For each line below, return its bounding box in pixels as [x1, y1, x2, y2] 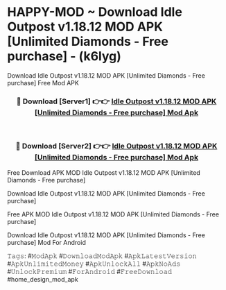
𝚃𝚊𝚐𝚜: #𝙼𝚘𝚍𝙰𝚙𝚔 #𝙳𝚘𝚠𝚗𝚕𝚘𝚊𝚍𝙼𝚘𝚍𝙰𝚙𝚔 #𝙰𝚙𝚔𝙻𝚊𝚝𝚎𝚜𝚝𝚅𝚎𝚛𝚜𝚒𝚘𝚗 [7, 251, 198, 260]
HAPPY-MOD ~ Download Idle [7, 4, 182, 20]
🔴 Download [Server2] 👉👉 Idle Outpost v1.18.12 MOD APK [15, 142, 218, 151]
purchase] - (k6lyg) [7, 49, 121, 65]
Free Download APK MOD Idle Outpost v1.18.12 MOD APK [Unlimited [7, 168, 201, 177]
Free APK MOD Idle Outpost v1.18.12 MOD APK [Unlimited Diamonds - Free [7, 210, 220, 219]
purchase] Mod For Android [7, 238, 87, 246]
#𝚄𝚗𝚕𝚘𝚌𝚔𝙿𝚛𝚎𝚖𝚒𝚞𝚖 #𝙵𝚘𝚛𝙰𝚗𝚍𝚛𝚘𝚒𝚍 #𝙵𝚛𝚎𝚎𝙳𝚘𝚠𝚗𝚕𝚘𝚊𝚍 [7, 267, 172, 275]
